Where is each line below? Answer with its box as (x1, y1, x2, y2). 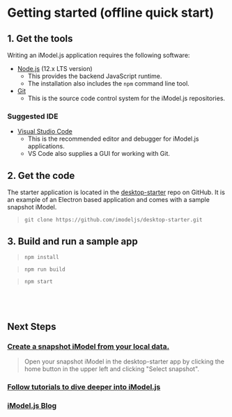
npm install (24, 253, 59, 260)
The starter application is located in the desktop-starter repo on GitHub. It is (7, 188, 225, 196)
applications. (27, 142, 65, 150)
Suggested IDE (7, 111, 59, 121)
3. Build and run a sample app (7, 235, 138, 247)
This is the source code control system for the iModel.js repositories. (27, 94, 225, 102)
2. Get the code (7, 169, 75, 182)
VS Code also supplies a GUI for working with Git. (27, 150, 171, 158)
